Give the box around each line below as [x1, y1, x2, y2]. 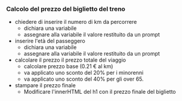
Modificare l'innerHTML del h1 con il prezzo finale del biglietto [23, 88, 176, 96]
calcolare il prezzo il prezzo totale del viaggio [14, 56, 127, 64]
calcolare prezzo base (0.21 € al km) [23, 63, 113, 70]
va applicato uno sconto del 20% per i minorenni [23, 69, 144, 76]
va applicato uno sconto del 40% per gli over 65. [23, 75, 144, 82]
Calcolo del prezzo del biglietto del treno [6, 5, 125, 13]
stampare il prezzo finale [14, 82, 76, 89]
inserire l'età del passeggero [14, 38, 85, 45]
